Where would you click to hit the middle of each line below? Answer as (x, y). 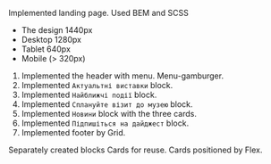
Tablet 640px (46, 49)
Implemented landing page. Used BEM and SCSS (98, 13)
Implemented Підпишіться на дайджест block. (105, 123)
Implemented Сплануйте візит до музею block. (107, 104)
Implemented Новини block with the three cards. (109, 114)
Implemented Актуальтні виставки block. (97, 85)
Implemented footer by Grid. (73, 132)
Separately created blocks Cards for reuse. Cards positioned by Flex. (135, 150)
